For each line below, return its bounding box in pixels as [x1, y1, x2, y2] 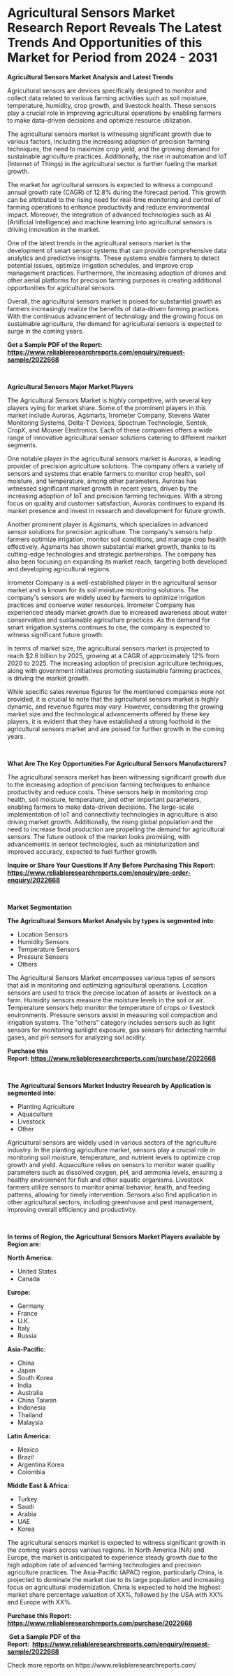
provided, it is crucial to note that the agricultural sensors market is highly [7, 695, 219, 703]
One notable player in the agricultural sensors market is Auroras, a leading [7, 454, 221, 463]
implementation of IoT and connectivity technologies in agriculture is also [7, 810, 219, 818]
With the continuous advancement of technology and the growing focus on [7, 312, 224, 320]
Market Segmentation [7, 903, 72, 911]
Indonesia [17, 1403, 46, 1412]
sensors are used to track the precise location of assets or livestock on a [7, 988, 217, 997]
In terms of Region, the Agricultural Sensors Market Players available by [7, 1232, 221, 1241]
